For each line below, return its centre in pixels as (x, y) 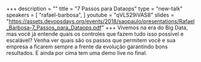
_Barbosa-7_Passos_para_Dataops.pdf (54, 27)
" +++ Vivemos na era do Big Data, (145, 27)
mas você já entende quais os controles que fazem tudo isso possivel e (95, 34)
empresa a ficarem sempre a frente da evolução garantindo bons (87, 46)
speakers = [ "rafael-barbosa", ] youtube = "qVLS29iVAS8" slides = (90, 15)
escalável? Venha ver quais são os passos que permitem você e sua (91, 40)
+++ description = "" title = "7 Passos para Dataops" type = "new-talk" (94, 9)
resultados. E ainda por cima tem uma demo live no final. (77, 53)
